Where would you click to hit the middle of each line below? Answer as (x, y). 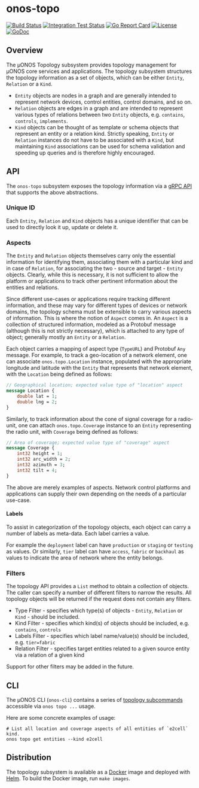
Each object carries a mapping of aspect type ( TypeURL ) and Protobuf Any (96, 349)
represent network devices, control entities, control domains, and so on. (103, 102)
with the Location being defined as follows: (59, 374)
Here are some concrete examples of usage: (61, 717)
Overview (25, 51)
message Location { (30, 391)
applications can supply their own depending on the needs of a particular (97, 494)
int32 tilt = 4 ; (37, 470)
